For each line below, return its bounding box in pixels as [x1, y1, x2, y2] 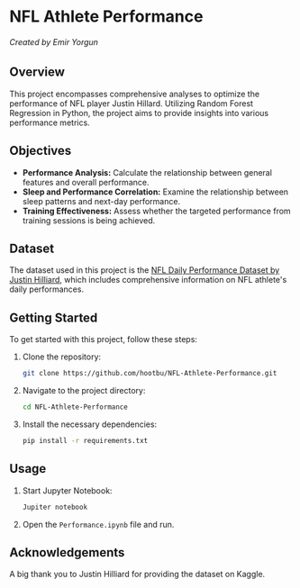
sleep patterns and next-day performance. [22, 195, 181, 206]
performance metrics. [9, 117, 90, 128]
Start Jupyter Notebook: [22, 484, 113, 496]
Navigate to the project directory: [22, 385, 146, 396]
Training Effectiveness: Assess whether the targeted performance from [22, 205, 291, 216]
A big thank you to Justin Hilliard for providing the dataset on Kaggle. [9, 569, 266, 580]
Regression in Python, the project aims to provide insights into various [9, 107, 268, 118]
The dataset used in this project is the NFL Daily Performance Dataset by [9, 265, 280, 276]
